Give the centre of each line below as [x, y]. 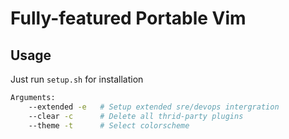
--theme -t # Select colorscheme [109, 125]
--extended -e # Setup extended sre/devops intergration [154, 107]
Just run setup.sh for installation [77, 79]
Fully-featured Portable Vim [128, 18]
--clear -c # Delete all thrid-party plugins [136, 116]
